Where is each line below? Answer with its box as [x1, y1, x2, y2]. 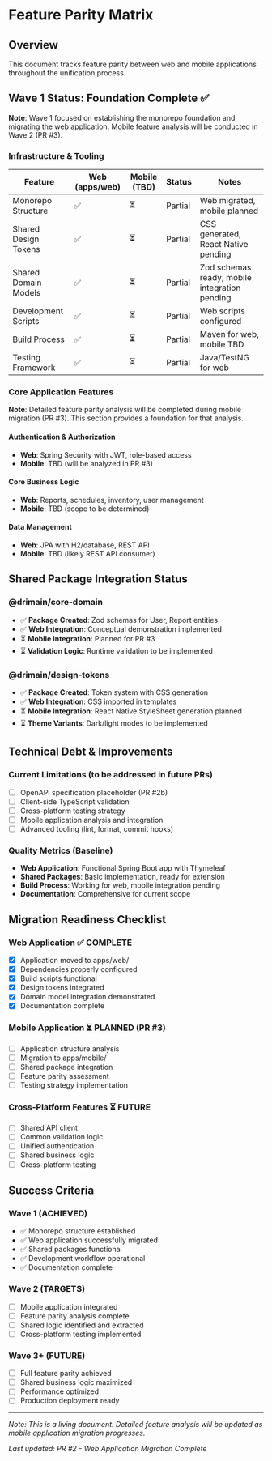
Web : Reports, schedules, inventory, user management [19, 495, 204, 505]
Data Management [8, 522, 73, 532]
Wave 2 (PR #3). [8, 130, 63, 139]
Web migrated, [199, 195, 256, 207]
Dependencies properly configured [19, 965, 138, 974]
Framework [12, 362, 56, 373]
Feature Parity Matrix [8, 6, 154, 24]
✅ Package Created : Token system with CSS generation [19, 688, 209, 697]
